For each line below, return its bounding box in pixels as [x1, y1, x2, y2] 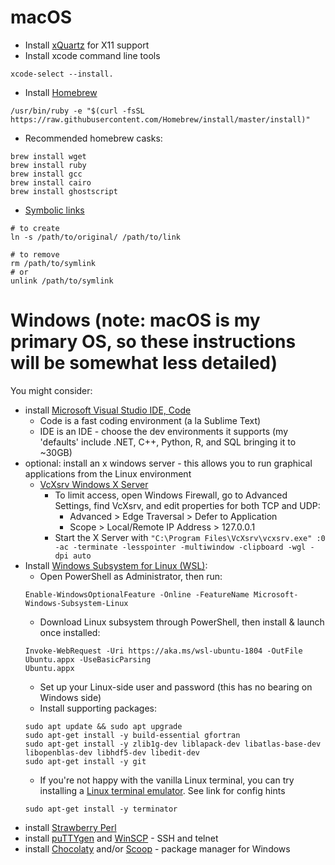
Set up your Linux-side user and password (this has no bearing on [39, 681, 313, 693]
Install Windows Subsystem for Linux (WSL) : [24, 559, 208, 571]
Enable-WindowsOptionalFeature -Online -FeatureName [24, 589, 250, 600]
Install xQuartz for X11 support [24, 39, 150, 51]
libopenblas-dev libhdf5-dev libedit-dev [24, 747, 200, 758]
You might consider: [10, 384, 93, 396]
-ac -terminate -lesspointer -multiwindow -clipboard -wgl [54, 542, 307, 552]
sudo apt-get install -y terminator [24, 804, 178, 814]
